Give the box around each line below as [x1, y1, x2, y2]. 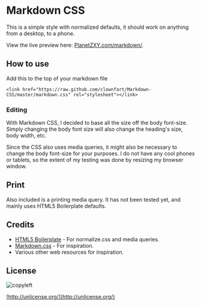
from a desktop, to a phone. [6, 29, 75, 37]
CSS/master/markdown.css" [6, 91, 71, 98]
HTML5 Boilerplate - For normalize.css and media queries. [14, 235, 160, 243]
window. [6, 163, 27, 170]
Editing [6, 106, 28, 114]
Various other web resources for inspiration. [14, 248, 124, 256]
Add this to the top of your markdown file [6, 74, 108, 82]
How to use [6, 59, 49, 69]
